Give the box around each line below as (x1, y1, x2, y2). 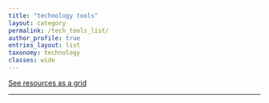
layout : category (8, 19, 66, 27)
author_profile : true (8, 34, 81, 42)
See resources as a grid (8, 77, 86, 88)
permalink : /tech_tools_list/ (8, 26, 110, 34)
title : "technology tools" (8, 11, 98, 20)
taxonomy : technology (8, 49, 81, 57)
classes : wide (8, 57, 56, 65)
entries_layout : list (8, 42, 81, 50)
